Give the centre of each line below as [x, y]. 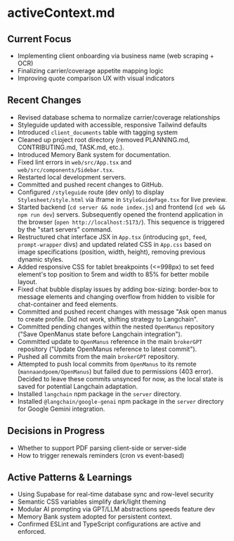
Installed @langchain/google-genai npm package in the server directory [121, 401]
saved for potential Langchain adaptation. [78, 386]
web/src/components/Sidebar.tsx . [66, 170]
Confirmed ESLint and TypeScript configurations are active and [109, 524]
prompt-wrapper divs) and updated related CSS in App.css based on [114, 244]
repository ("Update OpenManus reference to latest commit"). [107, 349]
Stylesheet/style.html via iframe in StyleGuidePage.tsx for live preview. [122, 199]
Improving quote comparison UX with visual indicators [96, 78]
